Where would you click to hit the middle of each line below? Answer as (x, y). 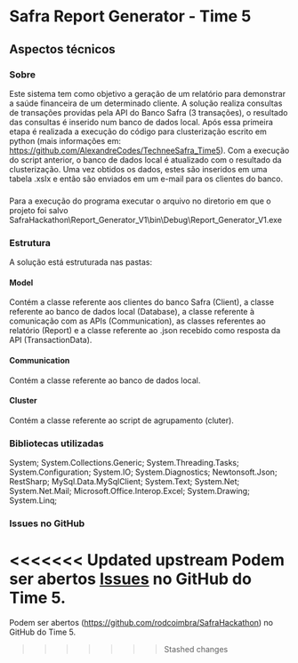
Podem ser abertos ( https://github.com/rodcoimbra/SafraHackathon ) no (141, 622)
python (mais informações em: (65, 140)
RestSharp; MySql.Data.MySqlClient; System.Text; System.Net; (125, 481)
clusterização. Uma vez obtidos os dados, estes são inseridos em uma (138, 169)
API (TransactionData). (51, 340)
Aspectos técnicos (62, 49)
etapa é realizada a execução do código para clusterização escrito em (138, 132)
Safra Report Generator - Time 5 (130, 16)
